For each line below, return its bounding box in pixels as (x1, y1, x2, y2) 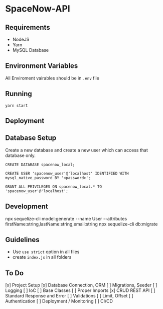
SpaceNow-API (5, 3, 70, 15)
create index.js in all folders (12, 254, 72, 260)
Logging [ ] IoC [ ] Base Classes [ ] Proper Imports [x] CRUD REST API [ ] (5, 287, 155, 293)
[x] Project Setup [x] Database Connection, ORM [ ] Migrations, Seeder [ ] (5, 282, 157, 288)
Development (5, 202, 49, 211)
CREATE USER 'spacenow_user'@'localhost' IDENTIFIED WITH (5, 171, 129, 176)
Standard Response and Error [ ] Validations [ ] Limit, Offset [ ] (5, 293, 134, 299)
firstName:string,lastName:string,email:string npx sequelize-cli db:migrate (5, 221, 158, 227)
